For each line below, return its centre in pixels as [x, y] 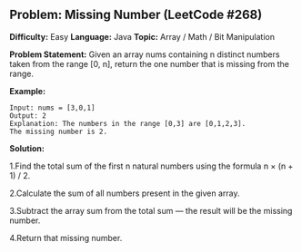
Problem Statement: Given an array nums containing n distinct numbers [145, 54]
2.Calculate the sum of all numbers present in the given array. [125, 193]
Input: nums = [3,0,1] [52, 108]
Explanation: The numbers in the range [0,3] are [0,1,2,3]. [128, 123]
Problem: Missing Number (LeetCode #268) [136, 15]
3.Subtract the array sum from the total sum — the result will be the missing [151, 210]
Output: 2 [28, 116]
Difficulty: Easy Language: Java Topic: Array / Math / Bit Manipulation [142, 36]
